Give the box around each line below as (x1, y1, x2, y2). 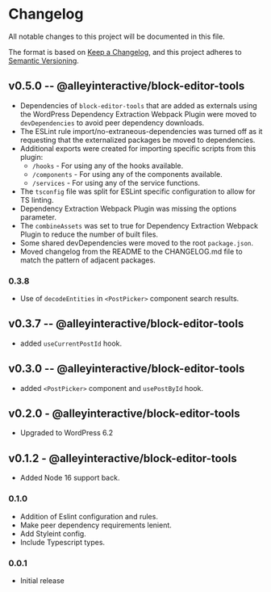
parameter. (19, 212, 56, 222)
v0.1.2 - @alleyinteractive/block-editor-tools (8, 451, 237, 465)
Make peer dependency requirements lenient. (19, 520, 172, 530)
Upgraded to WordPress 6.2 (19, 428, 114, 438)
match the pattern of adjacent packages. (19, 255, 156, 265)
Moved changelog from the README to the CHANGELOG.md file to (19, 246, 244, 256)
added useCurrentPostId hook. (19, 338, 123, 348)
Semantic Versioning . (8, 56, 79, 65)
